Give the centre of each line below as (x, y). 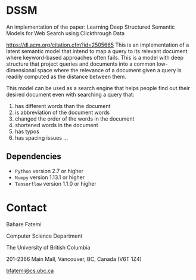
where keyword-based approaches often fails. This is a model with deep (95, 57)
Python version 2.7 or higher (49, 171)
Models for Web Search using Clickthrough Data (66, 33)
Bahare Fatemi (24, 224)
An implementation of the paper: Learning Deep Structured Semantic (91, 27)
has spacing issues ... (41, 137)
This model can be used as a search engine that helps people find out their (98, 88)
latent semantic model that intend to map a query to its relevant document (97, 51)
